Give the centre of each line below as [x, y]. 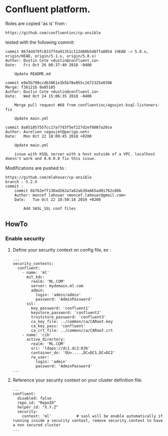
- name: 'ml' [36, 272]
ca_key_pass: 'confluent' [58, 326]
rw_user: [40, 357]
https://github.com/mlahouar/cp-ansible [49, 177]
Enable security [25, 239]
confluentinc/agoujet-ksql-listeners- [119, 105]
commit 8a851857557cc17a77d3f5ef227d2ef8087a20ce [59, 127]
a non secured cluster [37, 425]
